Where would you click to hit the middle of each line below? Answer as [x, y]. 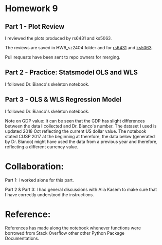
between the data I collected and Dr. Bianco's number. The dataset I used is [81, 126]
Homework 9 [32, 9]
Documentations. [22, 238]
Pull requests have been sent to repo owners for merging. [63, 57]
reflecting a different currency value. [42, 146]
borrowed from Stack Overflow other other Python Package [65, 233]
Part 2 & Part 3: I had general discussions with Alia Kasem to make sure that [81, 189]
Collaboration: [35, 166]
